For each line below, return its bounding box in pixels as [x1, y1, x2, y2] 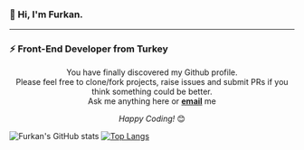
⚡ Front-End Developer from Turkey [9, 42, 169, 55]
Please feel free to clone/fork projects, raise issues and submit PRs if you [15, 76, 289, 87]
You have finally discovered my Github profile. [66, 67, 238, 78]
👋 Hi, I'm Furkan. [9, 8, 83, 21]
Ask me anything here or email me [87, 95, 217, 107]
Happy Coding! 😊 [119, 113, 185, 124]
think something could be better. [91, 86, 213, 97]
